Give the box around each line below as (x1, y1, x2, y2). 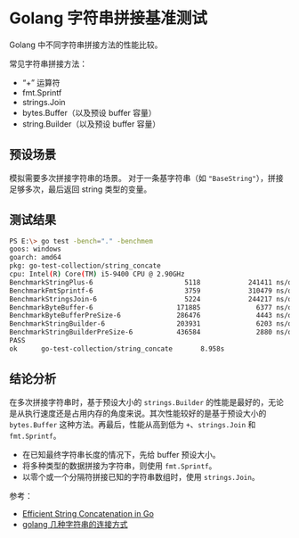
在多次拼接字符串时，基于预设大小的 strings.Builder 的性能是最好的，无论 (9, 396, 285, 407)
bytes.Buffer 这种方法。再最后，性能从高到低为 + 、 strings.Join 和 (9, 418, 256, 429)
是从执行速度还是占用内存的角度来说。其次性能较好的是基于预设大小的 (9, 408, 267, 418)
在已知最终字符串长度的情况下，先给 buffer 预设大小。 (21, 449, 221, 459)
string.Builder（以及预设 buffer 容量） (21, 118, 161, 129)
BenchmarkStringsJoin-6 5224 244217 (9, 294, 273, 303)
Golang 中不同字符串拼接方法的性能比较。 (9, 39, 163, 50)
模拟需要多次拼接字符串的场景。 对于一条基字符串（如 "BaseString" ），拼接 (9, 172, 284, 183)
